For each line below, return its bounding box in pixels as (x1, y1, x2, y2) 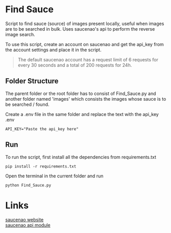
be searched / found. (5, 101, 50, 107)
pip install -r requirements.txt (5, 164, 77, 169)
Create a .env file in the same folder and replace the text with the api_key (5, 111, 159, 117)
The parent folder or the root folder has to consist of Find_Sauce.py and (5, 90, 156, 97)
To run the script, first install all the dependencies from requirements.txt (5, 154, 157, 160)
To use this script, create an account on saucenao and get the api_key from (5, 41, 164, 47)
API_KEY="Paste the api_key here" (5, 126, 79, 131)
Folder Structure (5, 77, 59, 85)
